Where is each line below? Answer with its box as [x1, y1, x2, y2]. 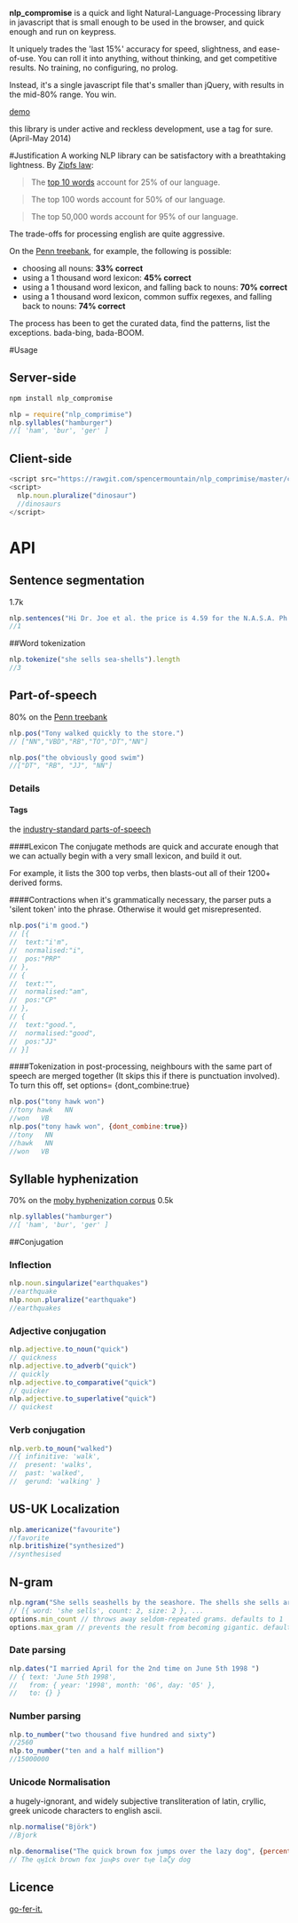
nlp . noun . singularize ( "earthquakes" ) [9, 1279, 149, 1288]
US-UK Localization [9, 1502, 120, 1517]
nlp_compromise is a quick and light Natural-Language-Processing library [9, 8, 281, 18]
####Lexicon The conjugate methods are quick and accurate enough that [9, 842, 279, 852]
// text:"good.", [9, 1020, 77, 1029]
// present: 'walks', [9, 1461, 93, 1470]
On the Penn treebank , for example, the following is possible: [9, 246, 232, 256]
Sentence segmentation [9, 573, 145, 588]
